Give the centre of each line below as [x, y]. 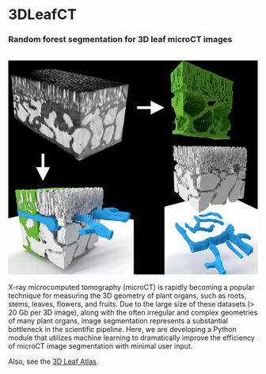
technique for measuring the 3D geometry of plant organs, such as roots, [127, 296]
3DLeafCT [42, 15]
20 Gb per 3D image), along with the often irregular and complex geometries [133, 312]
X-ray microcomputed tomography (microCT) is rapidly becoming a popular [131, 287]
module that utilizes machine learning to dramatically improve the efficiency [131, 338]
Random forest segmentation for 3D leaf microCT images [120, 40]
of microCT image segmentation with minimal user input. [101, 345]
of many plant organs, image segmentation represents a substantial [118, 321]
